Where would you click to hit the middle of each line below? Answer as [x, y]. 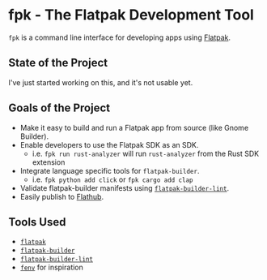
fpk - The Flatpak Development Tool [131, 15]
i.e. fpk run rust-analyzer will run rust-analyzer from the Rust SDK [146, 153]
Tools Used [37, 222]
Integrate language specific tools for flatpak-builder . [110, 170]
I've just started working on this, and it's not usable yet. [101, 82]
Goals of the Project [59, 108]
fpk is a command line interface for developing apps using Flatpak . [120, 37]
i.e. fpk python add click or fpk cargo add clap [112, 179]
